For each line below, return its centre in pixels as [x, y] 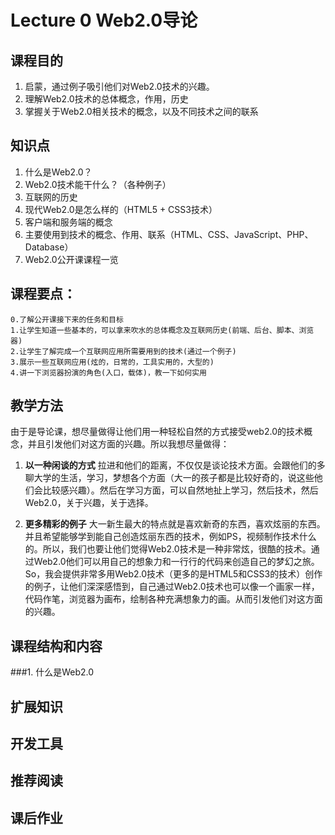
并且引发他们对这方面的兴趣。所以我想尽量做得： [128, 444]
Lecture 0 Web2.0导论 [104, 20]
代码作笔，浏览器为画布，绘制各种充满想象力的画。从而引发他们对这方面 [173, 599]
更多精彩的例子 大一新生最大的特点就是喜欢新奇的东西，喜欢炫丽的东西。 [175, 524]
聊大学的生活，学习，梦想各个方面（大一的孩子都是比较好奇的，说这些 [169, 478]
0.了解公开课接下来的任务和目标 [67, 319]
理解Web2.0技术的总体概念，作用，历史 [106, 99]
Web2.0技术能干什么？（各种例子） [98, 184]
